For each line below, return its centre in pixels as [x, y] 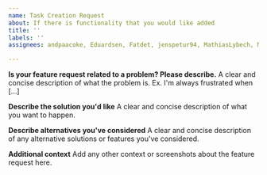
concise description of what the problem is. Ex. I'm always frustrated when [131, 83]
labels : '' [26, 38]
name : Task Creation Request [56, 15]
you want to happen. [42, 115]
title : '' [25, 30]
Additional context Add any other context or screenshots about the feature [132, 154]
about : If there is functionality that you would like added [112, 23]
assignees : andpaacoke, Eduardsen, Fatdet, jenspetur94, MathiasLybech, [131, 45]
